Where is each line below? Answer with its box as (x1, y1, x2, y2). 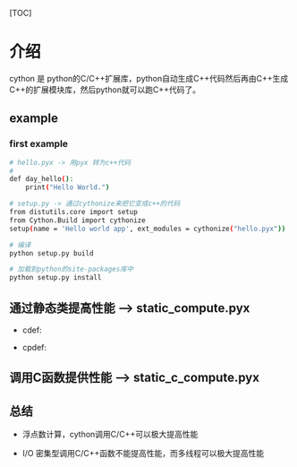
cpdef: (21, 342, 47, 352)
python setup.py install (9, 273, 102, 282)
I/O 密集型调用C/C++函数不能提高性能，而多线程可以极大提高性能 (21, 448, 265, 459)
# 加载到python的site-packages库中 (9, 264, 134, 274)
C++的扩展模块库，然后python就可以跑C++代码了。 (9, 84, 201, 95)
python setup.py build (9, 248, 94, 258)
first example (9, 138, 69, 151)
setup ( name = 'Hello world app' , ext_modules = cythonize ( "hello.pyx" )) (9, 224, 286, 233)
